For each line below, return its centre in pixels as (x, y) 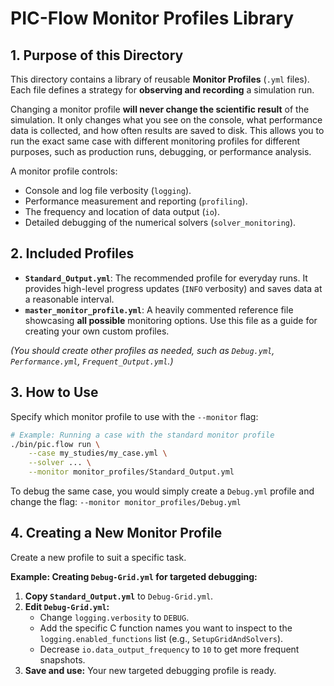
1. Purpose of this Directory (97, 55)
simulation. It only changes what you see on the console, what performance (166, 120)
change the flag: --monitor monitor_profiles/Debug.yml (126, 501)
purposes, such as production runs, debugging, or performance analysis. (161, 151)
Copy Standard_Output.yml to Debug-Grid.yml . (119, 596)
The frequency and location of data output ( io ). (122, 211)
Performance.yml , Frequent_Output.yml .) (92, 361)
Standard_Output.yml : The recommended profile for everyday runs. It (166, 278)
